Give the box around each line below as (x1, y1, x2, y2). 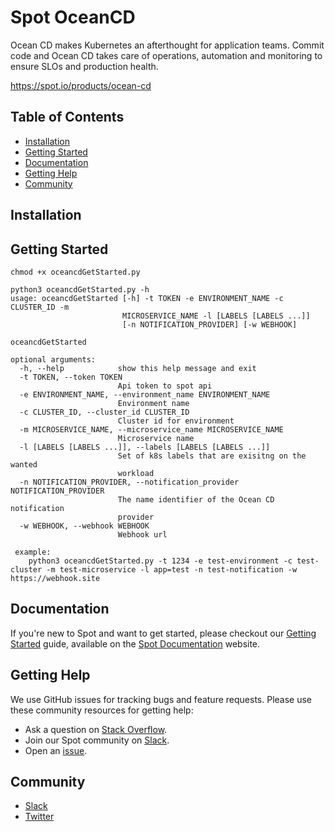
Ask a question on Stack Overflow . (24, 723, 168, 735)
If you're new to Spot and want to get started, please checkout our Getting (10, 627, 317, 639)
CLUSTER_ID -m (10, 302, 70, 312)
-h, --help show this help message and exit (19, 363, 257, 373)
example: (14, 547, 52, 557)
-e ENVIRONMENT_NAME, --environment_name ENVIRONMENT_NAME (19, 389, 271, 400)
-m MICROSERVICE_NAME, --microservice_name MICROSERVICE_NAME (19, 424, 284, 435)
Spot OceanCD (10, 6, 136, 29)
